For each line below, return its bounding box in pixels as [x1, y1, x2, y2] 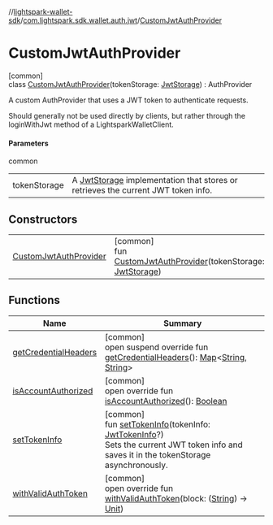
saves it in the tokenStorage [104, 449, 211, 460]
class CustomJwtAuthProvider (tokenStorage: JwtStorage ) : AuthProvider [8, 79, 253, 89]
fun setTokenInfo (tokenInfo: [104, 419, 211, 430]
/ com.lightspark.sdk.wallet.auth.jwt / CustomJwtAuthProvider [19, 15, 222, 25]
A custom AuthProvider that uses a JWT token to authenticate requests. [8, 95, 249, 105]
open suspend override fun [104, 341, 209, 353]
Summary [163, 317, 202, 328]
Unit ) [104, 503, 124, 514]
